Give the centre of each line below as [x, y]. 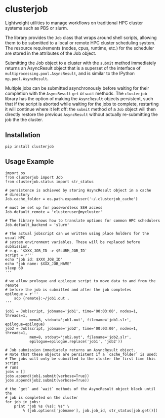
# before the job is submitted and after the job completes [68, 290]
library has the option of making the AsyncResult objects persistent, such [79, 98]
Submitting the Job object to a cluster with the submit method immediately [81, 63]
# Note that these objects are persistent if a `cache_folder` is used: [82, 354]
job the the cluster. [24, 119]
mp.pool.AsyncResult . [27, 78]
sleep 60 [14, 268]
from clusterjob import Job [34, 177]
